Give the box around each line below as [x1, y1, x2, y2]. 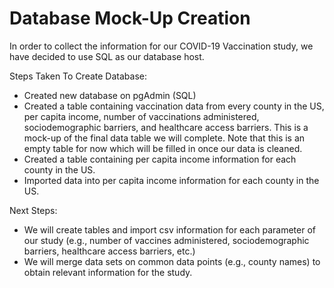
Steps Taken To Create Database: [9, 70, 147, 82]
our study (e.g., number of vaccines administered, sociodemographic [23, 234, 310, 246]
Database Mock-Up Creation [9, 7, 251, 30]
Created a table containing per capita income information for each [23, 153, 297, 165]
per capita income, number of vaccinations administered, [23, 110, 260, 122]
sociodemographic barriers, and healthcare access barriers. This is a [23, 121, 309, 133]
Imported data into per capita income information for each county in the [23, 174, 320, 186]
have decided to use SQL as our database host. [9, 50, 205, 62]
